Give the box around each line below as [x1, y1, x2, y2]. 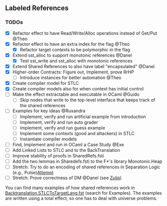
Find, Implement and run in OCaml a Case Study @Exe [12, 141, 125, 147]
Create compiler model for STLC [12, 80, 79, 86]
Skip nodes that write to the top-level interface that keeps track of [19, 97, 156, 103]
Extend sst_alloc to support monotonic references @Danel [12, 52, 132, 58]
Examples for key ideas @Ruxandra [12, 108, 86, 114]
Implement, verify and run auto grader [19, 119, 98, 125]
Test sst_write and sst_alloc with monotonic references [19, 58, 133, 64]
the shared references [19, 103, 66, 109]
